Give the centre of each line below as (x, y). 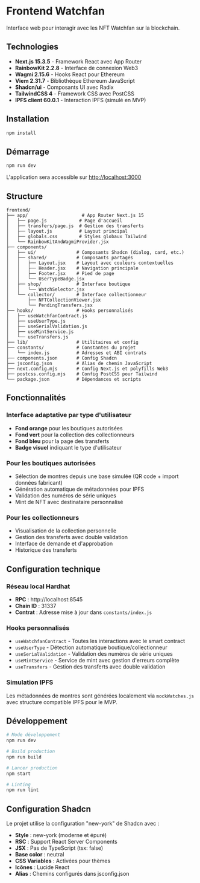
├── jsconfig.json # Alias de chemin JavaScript (79, 363)
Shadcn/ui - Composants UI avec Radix (64, 87)
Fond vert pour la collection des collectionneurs (74, 435)
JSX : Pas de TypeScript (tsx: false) (59, 848)
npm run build (24, 757)
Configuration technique (53, 569)
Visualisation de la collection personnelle (66, 531)
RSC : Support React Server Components (66, 842)
